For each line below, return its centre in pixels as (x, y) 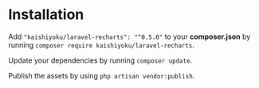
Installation (46, 15)
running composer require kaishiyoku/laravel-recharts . (102, 44)
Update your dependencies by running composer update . (100, 60)
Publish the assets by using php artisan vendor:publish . (102, 75)
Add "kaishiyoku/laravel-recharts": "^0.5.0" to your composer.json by (129, 36)
